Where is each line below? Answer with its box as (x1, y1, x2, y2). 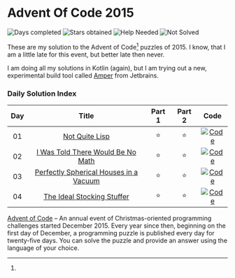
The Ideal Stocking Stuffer (43, 191, 129, 201)
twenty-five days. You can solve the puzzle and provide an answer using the (7, 236, 228, 244)
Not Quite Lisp (62, 131, 111, 141)
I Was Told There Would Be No (36, 147, 136, 156)
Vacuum (73, 176, 100, 186)
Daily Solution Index (7, 89, 77, 98)
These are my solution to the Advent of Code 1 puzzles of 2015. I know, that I (7, 41, 226, 51)
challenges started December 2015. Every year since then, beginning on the (7, 221, 226, 230)
